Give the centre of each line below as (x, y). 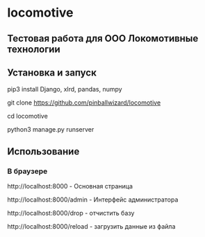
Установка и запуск (52, 72)
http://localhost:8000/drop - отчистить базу (71, 213)
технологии (34, 49)
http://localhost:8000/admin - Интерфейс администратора (93, 200)
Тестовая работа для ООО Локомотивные (103, 38)
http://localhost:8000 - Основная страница (70, 186)
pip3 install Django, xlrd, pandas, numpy (65, 89)
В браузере (27, 171)
